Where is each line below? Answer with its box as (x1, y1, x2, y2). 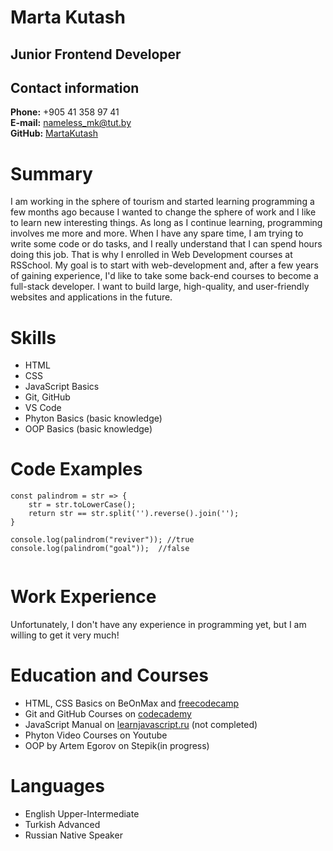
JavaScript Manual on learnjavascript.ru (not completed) (24, 719, 258, 731)
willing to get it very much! (10, 629, 120, 641)
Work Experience (10, 586, 157, 608)
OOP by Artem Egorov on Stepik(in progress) (24, 740, 210, 752)
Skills (10, 326, 57, 349)
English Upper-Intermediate (24, 808, 140, 820)
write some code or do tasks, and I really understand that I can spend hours (10, 238, 323, 250)
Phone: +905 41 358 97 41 (10, 106, 120, 118)
